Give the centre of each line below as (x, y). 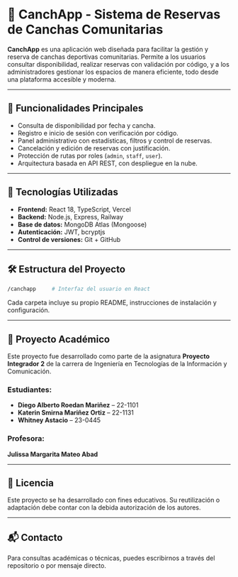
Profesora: (26, 439)
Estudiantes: (29, 390)
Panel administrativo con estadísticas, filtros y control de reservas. (115, 141)
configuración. (29, 310)
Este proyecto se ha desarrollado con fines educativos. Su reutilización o (114, 500)
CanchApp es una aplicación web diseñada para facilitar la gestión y (108, 49)
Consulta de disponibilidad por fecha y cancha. (86, 125)
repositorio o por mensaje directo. (57, 566)
